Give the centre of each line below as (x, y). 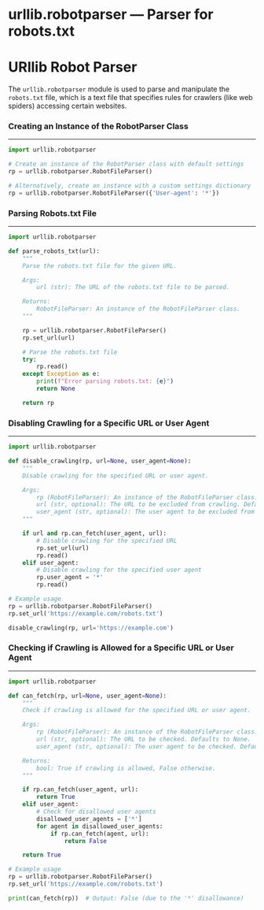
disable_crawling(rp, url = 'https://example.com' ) (91, 628)
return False (86, 841)
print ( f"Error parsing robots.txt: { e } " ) (105, 381)
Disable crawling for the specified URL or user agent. (116, 475)
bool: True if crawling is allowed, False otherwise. (126, 768)
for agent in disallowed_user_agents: (100, 826)
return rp (38, 403)
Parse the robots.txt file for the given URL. (100, 266)
